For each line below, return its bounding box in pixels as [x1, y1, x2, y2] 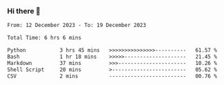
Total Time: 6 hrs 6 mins [7, 35, 81, 41]
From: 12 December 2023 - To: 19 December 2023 [7, 22, 147, 29]
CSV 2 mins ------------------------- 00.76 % [7, 73, 217, 79]
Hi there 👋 [7, 6, 41, 16]
